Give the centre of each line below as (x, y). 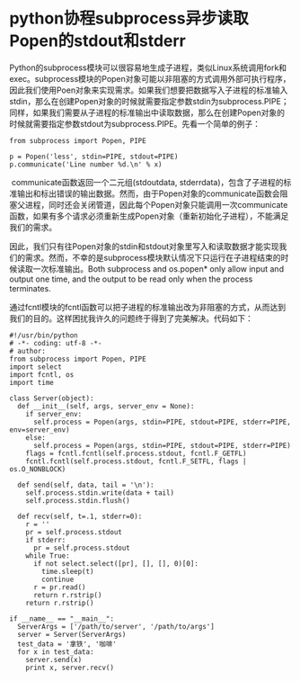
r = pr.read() (60, 587)
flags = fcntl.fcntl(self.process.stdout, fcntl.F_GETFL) (136, 453)
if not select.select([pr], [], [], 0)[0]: (116, 563)
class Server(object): (52, 398)
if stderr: (46, 540)
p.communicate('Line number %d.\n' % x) (86, 164)
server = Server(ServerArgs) (72, 634)
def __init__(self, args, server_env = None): (106, 406)
